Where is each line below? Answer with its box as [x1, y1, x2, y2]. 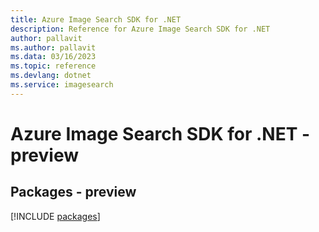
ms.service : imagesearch [10, 80, 114, 90]
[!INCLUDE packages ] [10, 210, 101, 222]
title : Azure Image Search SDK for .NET [10, 14, 182, 25]
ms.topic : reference [10, 61, 97, 71]
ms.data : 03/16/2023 [10, 52, 97, 62]
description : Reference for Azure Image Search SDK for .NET [10, 24, 271, 34]
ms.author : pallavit [10, 42, 97, 53]
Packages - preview [10, 184, 137, 201]
